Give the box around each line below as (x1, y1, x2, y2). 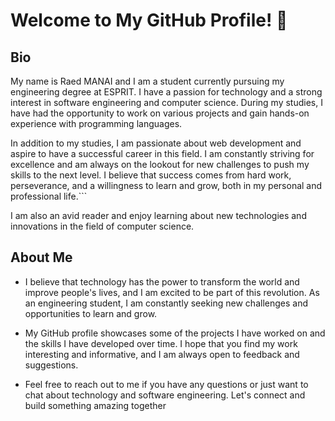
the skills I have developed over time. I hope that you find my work (24, 337, 298, 349)
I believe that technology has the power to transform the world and (24, 275, 300, 288)
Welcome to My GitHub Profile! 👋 (10, 9, 288, 32)
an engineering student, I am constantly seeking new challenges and (24, 297, 309, 309)
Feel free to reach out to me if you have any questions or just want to (24, 378, 309, 390)
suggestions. (24, 359, 79, 371)
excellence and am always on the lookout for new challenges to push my (10, 159, 310, 170)
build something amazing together (24, 399, 167, 411)
